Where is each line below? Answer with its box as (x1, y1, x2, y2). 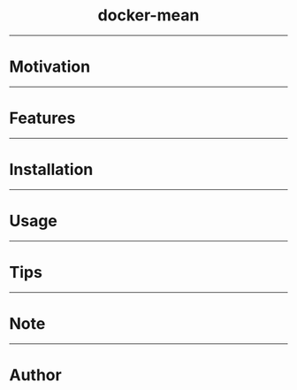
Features (9, 108, 76, 128)
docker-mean (97, 5, 200, 26)
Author (9, 364, 62, 385)
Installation (9, 160, 94, 180)
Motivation (9, 57, 91, 77)
